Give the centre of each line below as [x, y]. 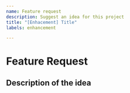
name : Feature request [34, 11]
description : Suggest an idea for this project [65, 17]
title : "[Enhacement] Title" [42, 22]
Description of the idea [49, 83]
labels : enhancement [31, 28]
